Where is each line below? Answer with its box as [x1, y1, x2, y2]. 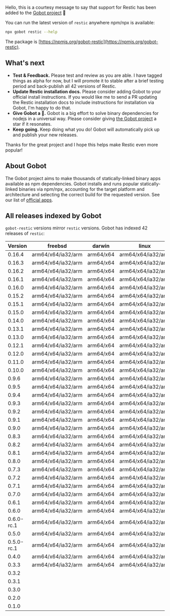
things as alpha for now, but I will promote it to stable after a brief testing [12, 77, 164, 83]
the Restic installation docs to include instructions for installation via [12, 99, 154, 105]
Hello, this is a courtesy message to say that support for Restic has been [5, 5, 156, 10]
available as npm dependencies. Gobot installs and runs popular [5, 181, 139, 187]
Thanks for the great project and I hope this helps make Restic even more [5, 141, 158, 148]
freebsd [47, 243, 67, 250]
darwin [92, 243, 110, 250]
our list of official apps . [5, 197, 53, 203]
